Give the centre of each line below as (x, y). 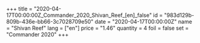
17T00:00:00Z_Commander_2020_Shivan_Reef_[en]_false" (79, 15)
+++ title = (20, 9)
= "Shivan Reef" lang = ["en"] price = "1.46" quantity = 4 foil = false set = (98, 28)
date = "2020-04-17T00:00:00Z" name (143, 21)
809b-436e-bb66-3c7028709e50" (50, 21)
